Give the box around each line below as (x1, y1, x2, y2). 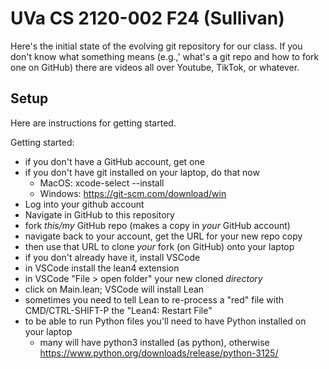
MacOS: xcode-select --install (39, 177, 165, 189)
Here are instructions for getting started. (10, 117, 177, 129)
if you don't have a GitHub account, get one (24, 155, 205, 167)
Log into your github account (24, 198, 145, 210)
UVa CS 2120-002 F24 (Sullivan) (10, 7, 285, 30)
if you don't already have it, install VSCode (24, 251, 201, 263)
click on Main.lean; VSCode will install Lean (24, 283, 205, 295)
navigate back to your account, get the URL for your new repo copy (24, 230, 303, 242)
